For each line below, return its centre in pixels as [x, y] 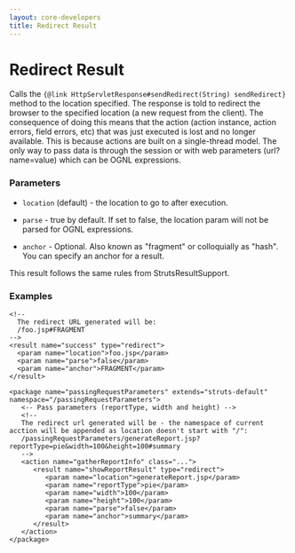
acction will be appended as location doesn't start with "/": [129, 431]
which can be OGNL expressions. [120, 160]
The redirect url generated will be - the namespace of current [143, 423]
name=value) [33, 160]
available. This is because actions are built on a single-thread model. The [143, 141]
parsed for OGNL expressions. [78, 229]
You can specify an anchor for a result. [93, 256]
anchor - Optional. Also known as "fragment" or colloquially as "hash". [150, 246]
